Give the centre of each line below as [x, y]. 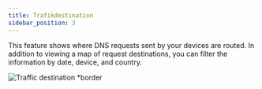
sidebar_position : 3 [42, 23]
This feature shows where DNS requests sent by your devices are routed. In [131, 45]
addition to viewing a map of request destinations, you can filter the [118, 54]
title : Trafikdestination [51, 15]
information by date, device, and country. [75, 62]
